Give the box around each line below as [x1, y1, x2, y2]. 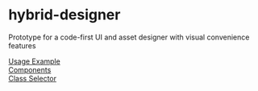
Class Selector [8, 73, 56, 83]
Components [8, 64, 52, 74]
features [8, 40, 36, 50]
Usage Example [8, 56, 60, 66]
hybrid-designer [8, 6, 121, 24]
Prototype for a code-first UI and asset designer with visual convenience [8, 32, 250, 42]
